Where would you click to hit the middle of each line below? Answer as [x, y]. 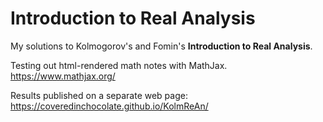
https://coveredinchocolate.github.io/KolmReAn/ [109, 106]
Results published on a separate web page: [99, 95]
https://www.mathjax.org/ [63, 76]
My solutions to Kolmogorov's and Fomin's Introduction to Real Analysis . [161, 46]
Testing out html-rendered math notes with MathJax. [119, 65]
